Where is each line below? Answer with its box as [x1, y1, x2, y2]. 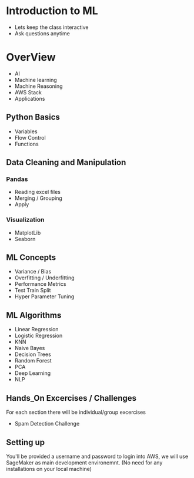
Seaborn [14, 235, 36, 242]
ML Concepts [6, 252, 56, 263]
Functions [14, 140, 39, 147]
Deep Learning [14, 370, 51, 377]
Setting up [6, 437, 45, 447]
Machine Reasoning [14, 83, 63, 90]
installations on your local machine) [6, 465, 92, 472]
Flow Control [14, 134, 46, 141]
